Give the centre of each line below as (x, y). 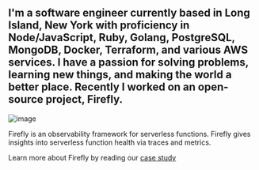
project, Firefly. (84, 99)
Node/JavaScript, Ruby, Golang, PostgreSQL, (122, 38)
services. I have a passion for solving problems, (129, 62)
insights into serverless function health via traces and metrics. (110, 142)
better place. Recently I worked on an (102, 87)
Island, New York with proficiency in (99, 26)
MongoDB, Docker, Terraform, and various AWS (128, 50)
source (26, 99)
